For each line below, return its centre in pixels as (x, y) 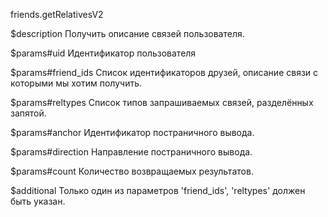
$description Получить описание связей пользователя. (127, 33)
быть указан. (38, 201)
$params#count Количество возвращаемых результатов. (132, 171)
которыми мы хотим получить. (76, 83)
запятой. (28, 113)
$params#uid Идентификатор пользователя (103, 53)
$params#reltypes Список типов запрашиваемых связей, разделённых (162, 102)
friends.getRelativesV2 (57, 14)
